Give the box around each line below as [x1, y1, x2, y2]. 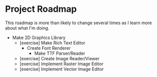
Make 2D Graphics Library [12, 35, 65, 40]
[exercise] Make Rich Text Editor [19, 39, 86, 45]
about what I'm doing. [5, 25, 50, 31]
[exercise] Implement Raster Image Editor [19, 61, 104, 67]
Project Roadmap [5, 3, 77, 15]
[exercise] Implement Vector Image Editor [19, 66, 104, 72]
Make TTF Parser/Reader [34, 50, 85, 56]
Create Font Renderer [27, 45, 71, 51]
